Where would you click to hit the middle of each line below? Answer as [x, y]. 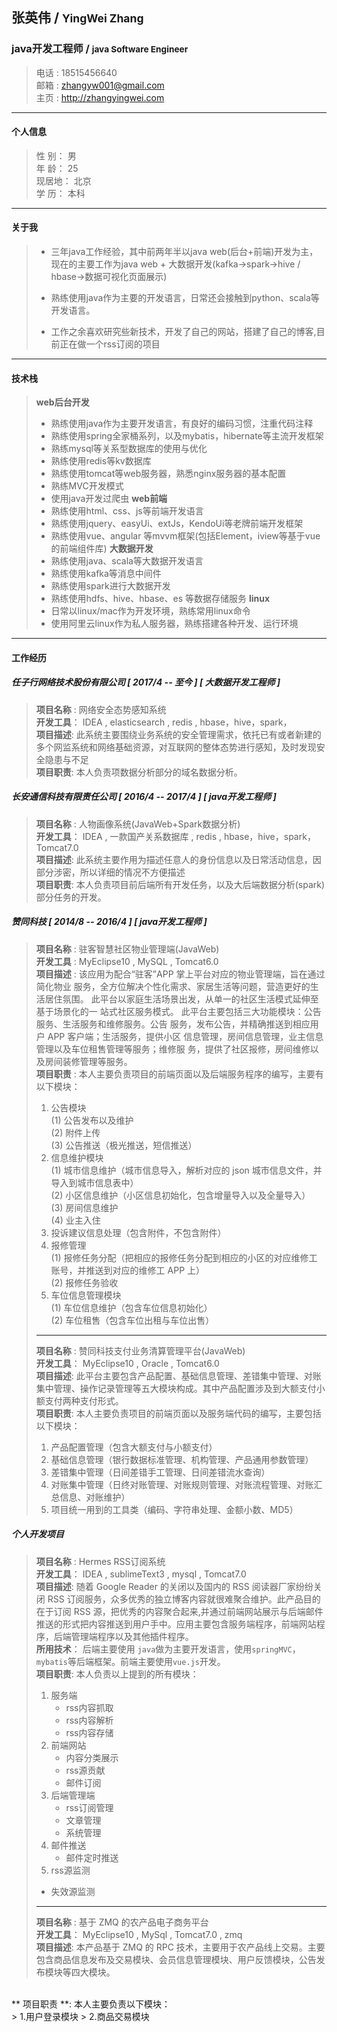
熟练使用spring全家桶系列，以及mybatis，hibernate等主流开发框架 [187, 436]
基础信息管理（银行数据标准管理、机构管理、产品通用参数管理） [182, 1459]
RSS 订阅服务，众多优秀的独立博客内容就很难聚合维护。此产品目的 [184, 1599]
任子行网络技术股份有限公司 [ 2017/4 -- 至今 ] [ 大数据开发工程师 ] [146, 682]
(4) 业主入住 [75, 1220]
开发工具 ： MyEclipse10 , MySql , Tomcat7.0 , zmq [139, 1934]
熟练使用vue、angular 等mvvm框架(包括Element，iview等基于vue [185, 536]
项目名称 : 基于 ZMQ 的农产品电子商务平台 [122, 1922]
